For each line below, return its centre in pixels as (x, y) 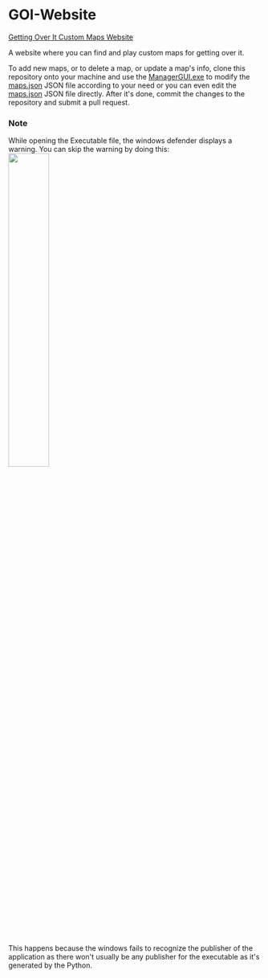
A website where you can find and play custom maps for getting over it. (126, 52)
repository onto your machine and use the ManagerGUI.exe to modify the (129, 76)
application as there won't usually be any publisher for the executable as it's (134, 957)
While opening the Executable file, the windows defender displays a (120, 141)
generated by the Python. (51, 965)
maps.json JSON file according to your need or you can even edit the (122, 85)
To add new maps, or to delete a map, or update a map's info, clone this (127, 68)
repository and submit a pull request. (69, 102)
